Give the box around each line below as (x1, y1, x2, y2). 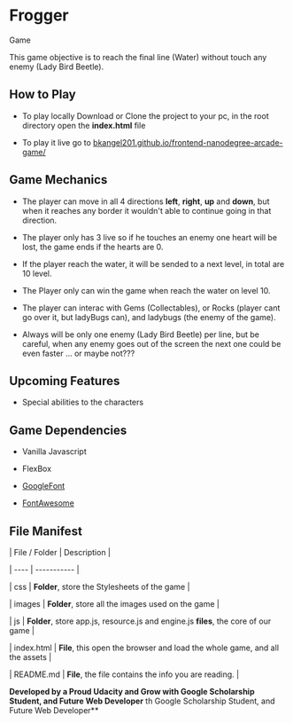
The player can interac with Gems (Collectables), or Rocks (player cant (21, 303, 281, 313)
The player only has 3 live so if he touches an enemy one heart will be (21, 232, 277, 242)
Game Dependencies (9, 422, 127, 437)
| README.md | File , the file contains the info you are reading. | (9, 669, 240, 680)
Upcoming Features (9, 373, 120, 389)
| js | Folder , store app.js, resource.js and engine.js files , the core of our (9, 616, 272, 626)
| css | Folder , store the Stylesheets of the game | (9, 582, 190, 592)
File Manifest (9, 523, 82, 538)
